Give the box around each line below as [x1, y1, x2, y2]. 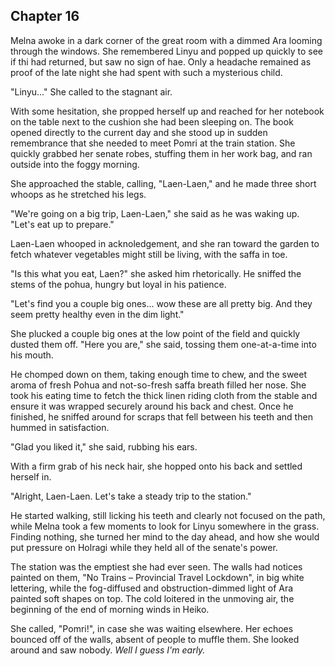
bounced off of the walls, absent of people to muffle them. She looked [10, 633, 300, 645]
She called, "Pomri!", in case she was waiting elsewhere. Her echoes [10, 622, 294, 634]
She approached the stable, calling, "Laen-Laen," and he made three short [10, 177, 317, 189]
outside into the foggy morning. [10, 158, 140, 170]
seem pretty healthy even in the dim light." [10, 308, 185, 320]
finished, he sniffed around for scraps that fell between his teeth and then [10, 410, 313, 423]
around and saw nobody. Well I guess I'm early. [10, 644, 206, 656]
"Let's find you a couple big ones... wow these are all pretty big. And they [10, 297, 313, 309]
